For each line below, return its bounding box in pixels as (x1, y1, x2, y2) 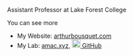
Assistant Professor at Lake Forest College (7, 6, 127, 13)
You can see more (7, 19, 58, 26)
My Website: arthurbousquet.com (16, 32, 112, 40)
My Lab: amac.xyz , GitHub (16, 42, 102, 49)
